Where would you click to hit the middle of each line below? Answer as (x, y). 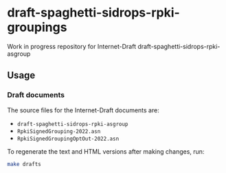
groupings (37, 27)
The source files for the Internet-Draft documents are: (83, 110)
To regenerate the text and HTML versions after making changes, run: (106, 151)
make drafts (24, 164)
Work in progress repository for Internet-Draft (71, 46)
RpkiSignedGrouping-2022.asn (59, 131)
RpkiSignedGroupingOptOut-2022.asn (68, 139)
